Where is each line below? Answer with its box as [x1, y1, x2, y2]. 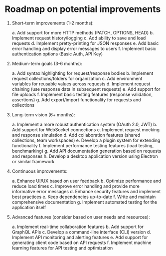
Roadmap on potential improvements [4, 3, 161, 15]
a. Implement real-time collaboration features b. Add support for [11, 224, 144, 230]
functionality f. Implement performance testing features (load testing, [11, 142, 154, 148]
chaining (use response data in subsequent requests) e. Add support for [11, 86, 161, 92]
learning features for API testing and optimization [11, 245, 113, 251]
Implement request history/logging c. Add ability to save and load [11, 35, 146, 41]
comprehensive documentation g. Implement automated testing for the [11, 199, 158, 205]
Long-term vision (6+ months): [11, 111, 75, 118]
